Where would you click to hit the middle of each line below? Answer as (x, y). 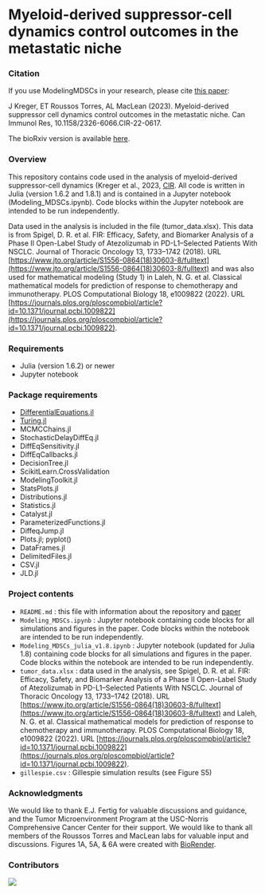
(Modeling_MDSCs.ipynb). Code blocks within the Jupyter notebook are (126, 202)
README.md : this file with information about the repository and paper (130, 611)
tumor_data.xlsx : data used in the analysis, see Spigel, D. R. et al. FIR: (135, 671)
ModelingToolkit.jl (49, 480)
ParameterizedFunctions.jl (62, 522)
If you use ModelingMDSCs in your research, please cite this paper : (119, 91)
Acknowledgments (46, 793)
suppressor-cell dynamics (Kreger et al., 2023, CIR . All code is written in (127, 185)
